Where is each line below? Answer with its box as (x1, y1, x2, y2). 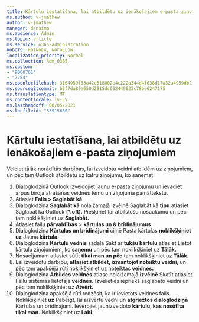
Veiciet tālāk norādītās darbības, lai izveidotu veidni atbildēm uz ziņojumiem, (6, 165, 193, 172)
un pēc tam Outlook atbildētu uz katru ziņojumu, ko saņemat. (6, 172, 155, 179)
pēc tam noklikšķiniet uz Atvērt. (15, 284, 94, 291)
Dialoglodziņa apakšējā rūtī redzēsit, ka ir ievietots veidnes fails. (15, 290, 171, 297)
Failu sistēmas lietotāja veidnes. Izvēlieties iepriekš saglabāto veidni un (15, 278, 189, 285)
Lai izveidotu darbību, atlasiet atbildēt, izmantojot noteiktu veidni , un (15, 259, 187, 266)
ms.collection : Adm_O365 (6, 58, 68, 64)
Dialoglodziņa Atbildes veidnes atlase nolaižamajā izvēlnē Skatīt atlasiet (15, 271, 193, 278)
